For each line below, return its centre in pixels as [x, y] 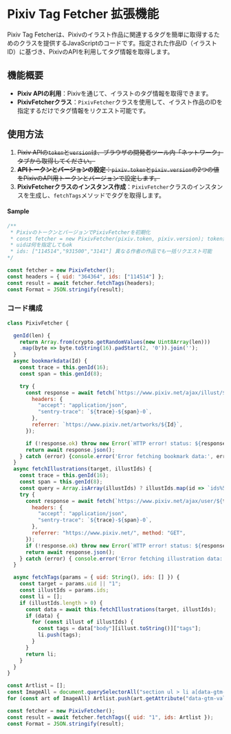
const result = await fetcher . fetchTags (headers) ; [81, 283]
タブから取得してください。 [56, 161]
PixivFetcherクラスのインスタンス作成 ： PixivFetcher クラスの [105, 186]
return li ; [41, 654]
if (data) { [42, 616]
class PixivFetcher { [38, 323]
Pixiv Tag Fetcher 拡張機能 [83, 14]
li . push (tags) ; [59, 635]
